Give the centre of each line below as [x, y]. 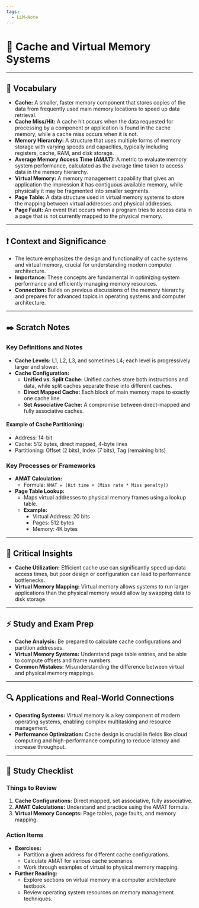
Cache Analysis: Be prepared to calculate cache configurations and [98, 641]
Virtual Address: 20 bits [61, 517]
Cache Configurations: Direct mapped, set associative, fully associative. [104, 801]
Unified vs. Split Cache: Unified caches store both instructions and [106, 379]
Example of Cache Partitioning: [45, 425]
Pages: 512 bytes [53, 523]
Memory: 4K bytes [55, 529]
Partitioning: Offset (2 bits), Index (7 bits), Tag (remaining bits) [90, 450]
